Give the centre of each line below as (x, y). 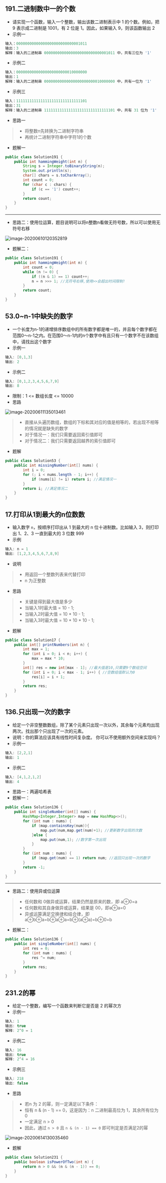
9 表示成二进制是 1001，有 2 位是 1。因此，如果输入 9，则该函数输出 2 (83, 28)
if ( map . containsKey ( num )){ (61, 826)
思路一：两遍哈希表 (32, 792)
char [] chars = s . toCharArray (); (57, 176)
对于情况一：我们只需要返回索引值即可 (63, 435)
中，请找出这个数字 (32, 342)
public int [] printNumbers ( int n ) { (52, 645)
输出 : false (17, 1083)
